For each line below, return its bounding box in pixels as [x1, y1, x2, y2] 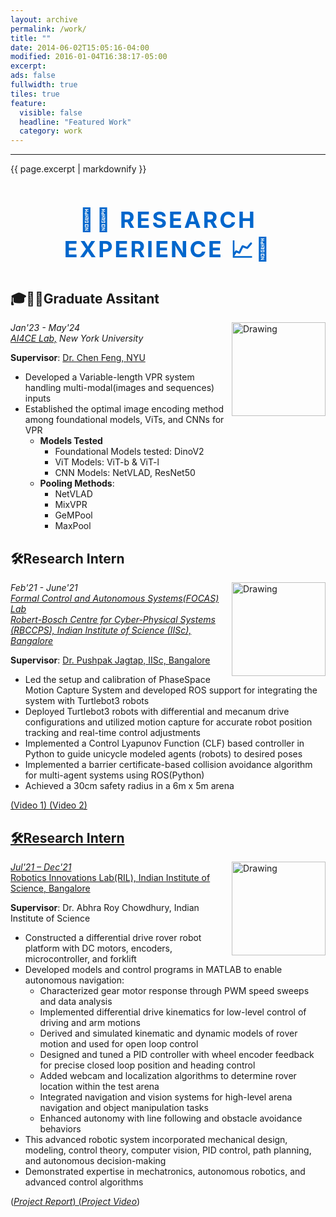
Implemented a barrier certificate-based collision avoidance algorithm [24, 759, 313, 771]
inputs [24, 392, 52, 405]
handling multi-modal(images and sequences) [24, 382, 215, 394]
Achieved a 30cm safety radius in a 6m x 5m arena [24, 780, 235, 792]
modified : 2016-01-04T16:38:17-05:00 [10, 52, 168, 62]
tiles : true [10, 89, 60, 99]
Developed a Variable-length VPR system [24, 371, 195, 383]
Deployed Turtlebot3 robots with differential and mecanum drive [24, 706, 290, 718]
